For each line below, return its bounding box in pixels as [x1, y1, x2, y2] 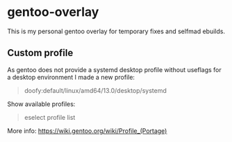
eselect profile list [24, 113, 76, 121]
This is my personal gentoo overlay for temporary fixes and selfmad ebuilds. [7, 27, 226, 35]
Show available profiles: [7, 100, 76, 108]
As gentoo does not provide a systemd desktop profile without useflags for [7, 65, 222, 73]
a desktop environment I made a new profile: [7, 73, 135, 81]
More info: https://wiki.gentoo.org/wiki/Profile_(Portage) [7, 126, 167, 135]
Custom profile [7, 47, 74, 59]
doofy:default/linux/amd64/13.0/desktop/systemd [24, 86, 167, 94]
